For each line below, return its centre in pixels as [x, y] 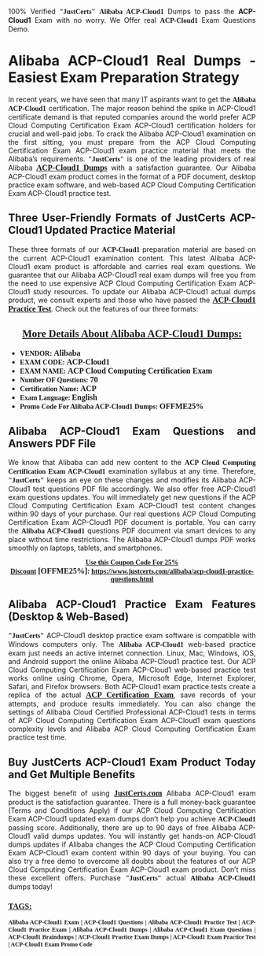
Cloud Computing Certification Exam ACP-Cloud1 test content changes [132, 506]
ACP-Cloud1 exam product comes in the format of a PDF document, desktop [132, 176]
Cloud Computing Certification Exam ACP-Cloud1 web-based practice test [132, 670]
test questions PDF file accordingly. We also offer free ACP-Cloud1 [144, 489]
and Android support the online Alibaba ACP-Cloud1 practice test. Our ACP [132, 662]
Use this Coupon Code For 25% [132, 563]
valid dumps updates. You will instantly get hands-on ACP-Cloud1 [145, 836]
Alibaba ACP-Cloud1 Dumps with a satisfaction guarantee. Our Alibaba [132, 168]
